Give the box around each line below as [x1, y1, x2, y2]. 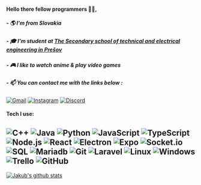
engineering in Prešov [6, 46, 62, 53]
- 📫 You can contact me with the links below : [6, 79, 123, 86]
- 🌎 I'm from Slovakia [6, 19, 62, 27]
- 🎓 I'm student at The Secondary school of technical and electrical [6, 37, 181, 44]
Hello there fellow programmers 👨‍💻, [6, 5, 97, 13]
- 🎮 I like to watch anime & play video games [6, 61, 121, 68]
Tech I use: [6, 111, 34, 118]
